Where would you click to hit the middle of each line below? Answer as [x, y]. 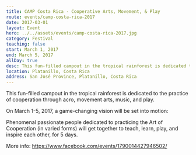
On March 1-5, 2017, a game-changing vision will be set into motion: [87, 111]
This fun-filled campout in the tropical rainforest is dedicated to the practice [97, 94]
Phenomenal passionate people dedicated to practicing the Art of [85, 122]
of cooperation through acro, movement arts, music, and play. [80, 99]
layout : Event [23, 28]
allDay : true [22, 60]
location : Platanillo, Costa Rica [48, 71]
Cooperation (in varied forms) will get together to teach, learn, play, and [92, 129]
